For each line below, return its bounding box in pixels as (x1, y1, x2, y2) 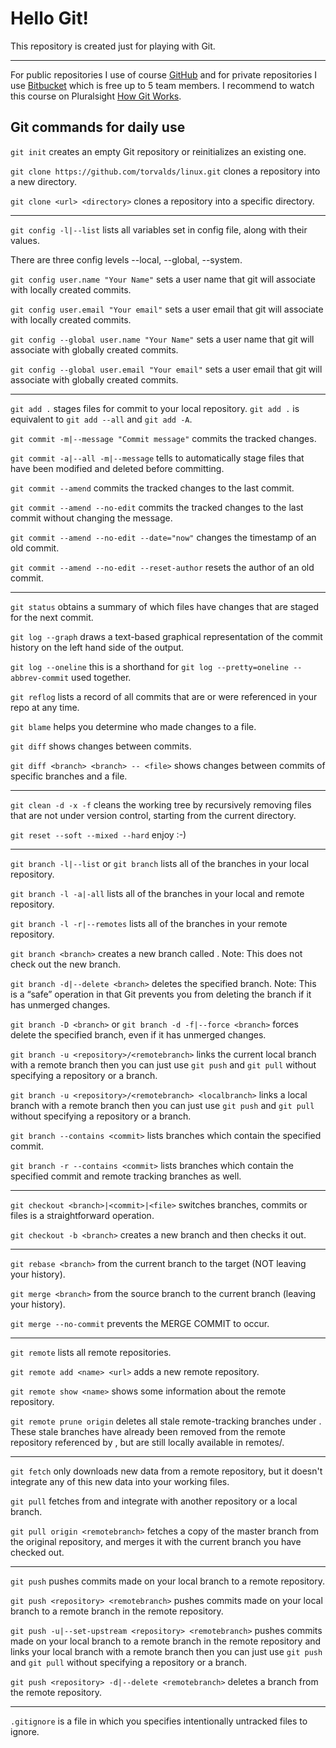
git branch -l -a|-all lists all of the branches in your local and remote (10, 887, 305, 899)
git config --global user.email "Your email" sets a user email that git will (10, 363, 323, 375)
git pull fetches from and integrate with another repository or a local (10, 1495, 298, 1507)
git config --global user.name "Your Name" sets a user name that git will (10, 333, 315, 345)
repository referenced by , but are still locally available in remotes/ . (10, 1436, 285, 1448)
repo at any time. (10, 701, 80, 713)
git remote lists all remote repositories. (10, 1346, 172, 1358)
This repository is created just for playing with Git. (10, 40, 216, 52)
